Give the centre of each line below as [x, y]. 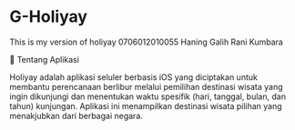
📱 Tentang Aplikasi [45, 59]
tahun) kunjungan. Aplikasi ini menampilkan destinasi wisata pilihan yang [146, 105]
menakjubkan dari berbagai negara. [76, 115]
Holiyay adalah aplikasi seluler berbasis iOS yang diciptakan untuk [133, 77]
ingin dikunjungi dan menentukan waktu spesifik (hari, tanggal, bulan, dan [148, 96]
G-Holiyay [49, 17]
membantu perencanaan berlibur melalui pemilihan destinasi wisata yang [146, 86]
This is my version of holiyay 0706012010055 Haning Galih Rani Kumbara [147, 42]
